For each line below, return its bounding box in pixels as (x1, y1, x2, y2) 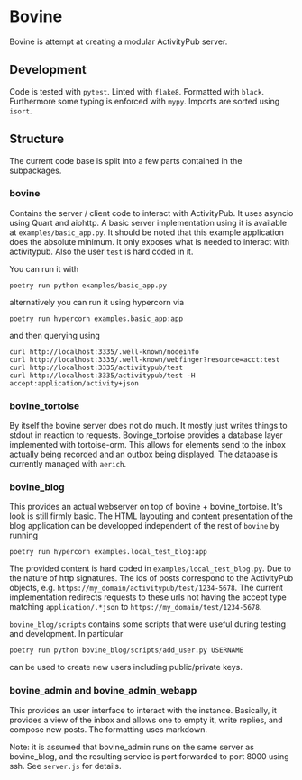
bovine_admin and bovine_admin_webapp (9, 685, 197, 697)
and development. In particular (9, 629, 124, 639)
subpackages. (9, 165, 62, 176)
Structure (9, 132, 65, 147)
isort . (9, 105, 32, 116)
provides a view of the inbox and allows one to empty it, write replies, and (9, 714, 283, 725)
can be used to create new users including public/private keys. (9, 662, 243, 673)
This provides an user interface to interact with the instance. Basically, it (9, 704, 277, 715)
